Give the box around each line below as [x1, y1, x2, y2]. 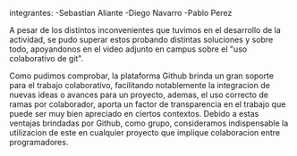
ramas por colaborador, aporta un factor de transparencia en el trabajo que [9, 99, 286, 110]
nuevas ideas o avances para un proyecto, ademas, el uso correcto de [9, 89, 268, 100]
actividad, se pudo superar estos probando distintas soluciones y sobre [9, 35, 274, 45]
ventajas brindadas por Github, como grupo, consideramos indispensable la [9, 118, 289, 128]
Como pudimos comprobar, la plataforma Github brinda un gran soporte [9, 70, 275, 81]
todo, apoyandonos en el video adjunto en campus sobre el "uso [9, 44, 248, 54]
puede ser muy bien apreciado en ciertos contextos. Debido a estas [9, 109, 259, 119]
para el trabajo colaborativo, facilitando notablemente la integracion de [9, 80, 270, 90]
